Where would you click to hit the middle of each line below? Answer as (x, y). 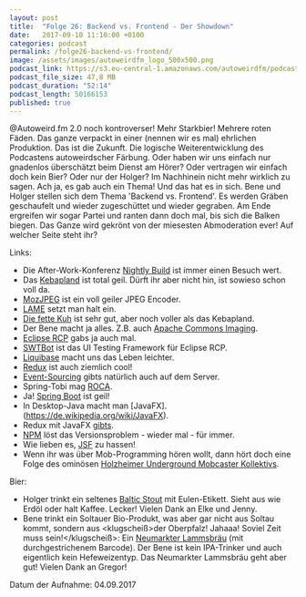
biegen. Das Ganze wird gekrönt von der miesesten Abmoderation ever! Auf (152, 225)
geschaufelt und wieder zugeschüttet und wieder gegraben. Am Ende (140, 206)
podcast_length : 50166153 (58, 94)
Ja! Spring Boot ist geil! (66, 396)
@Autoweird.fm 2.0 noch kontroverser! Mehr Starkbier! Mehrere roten (140, 129)
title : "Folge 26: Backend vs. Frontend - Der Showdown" (122, 26)
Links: (20, 252)
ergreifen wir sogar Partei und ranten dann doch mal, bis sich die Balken (145, 216)
